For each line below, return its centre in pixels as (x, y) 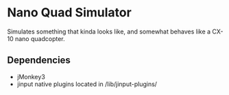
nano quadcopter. (40, 38)
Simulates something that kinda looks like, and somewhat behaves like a (109, 31)
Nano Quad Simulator (69, 13)
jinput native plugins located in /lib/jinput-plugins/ (87, 84)
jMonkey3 (31, 77)
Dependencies (39, 60)
